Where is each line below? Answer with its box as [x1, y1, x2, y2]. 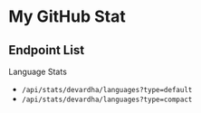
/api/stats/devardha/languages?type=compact [21, 95, 193, 104]
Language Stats [8, 66, 67, 77]
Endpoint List [8, 42, 85, 58]
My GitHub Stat [8, 6, 126, 27]
